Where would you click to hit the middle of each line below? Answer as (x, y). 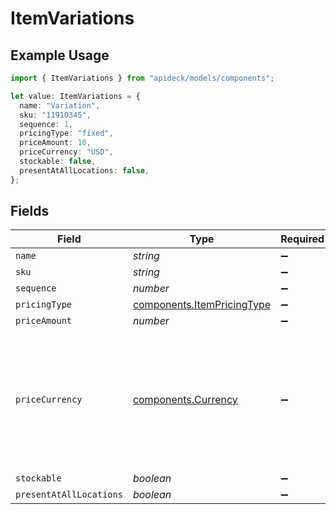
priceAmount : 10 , (55, 143)
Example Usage (60, 55)
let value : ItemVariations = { (75, 96)
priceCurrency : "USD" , (66, 152)
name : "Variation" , (60, 105)
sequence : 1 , (46, 124)
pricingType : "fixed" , (66, 133)
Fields (30, 211)
